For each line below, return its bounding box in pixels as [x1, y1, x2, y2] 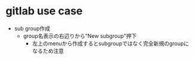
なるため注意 [32, 47, 64, 55]
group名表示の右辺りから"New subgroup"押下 [23, 32, 137, 40]
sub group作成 [14, 25, 50, 32]
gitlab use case [5, 4, 83, 18]
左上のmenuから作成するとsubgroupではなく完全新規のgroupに [32, 40, 190, 47]
